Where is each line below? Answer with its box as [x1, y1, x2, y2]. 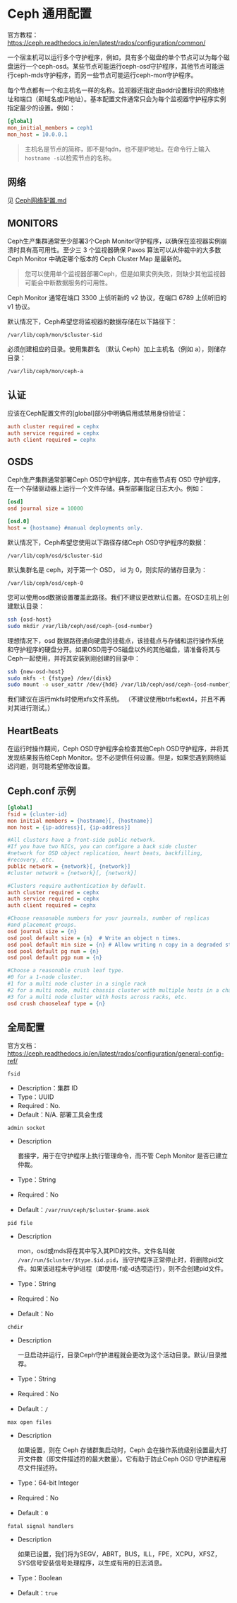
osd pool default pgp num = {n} [7, 954, 102, 962]
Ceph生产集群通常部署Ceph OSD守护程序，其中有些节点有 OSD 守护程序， [7, 475, 224, 484]
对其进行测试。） [7, 704, 54, 712]
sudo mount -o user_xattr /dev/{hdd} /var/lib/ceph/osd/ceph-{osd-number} [7, 681, 232, 688]
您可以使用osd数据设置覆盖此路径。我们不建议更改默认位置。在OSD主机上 [7, 593, 224, 601]
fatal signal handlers [7, 1523, 74, 1530]
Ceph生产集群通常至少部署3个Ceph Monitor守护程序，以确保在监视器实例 [7, 237, 221, 246]
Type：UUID [17, 1093, 54, 1101]
